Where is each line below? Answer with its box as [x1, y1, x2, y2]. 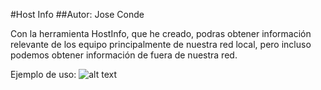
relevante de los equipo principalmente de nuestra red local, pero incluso [10, 39, 312, 50]
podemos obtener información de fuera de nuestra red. [10, 49, 238, 61]
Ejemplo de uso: [10, 69, 77, 80]
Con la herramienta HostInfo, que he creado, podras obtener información [10, 28, 312, 39]
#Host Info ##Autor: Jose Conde [10, 9, 145, 20]
